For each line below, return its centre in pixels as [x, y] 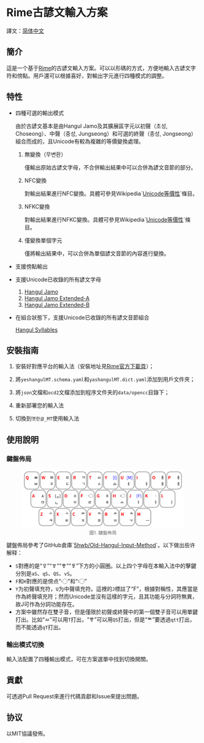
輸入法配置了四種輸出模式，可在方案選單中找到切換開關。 [79, 659]
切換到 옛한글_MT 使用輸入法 [47, 419]
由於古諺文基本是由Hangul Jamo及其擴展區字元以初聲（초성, [91, 126]
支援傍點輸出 [31, 266]
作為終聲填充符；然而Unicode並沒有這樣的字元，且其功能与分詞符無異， [106, 596]
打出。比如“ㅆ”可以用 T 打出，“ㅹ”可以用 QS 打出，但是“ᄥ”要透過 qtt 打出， [105, 619]
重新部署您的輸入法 [40, 405]
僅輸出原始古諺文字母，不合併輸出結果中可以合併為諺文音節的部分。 [110, 167]
